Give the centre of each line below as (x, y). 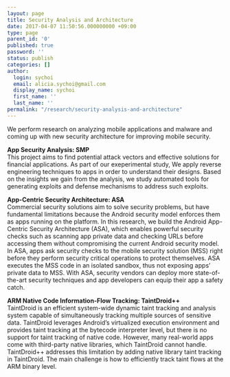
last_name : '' (33, 103)
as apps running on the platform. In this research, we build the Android (107, 222)
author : (18, 71)
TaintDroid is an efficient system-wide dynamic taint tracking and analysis (112, 308)
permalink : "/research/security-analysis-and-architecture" (95, 109)
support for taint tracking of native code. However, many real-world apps (111, 337)
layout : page (26, 13)
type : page (23, 33)
